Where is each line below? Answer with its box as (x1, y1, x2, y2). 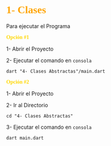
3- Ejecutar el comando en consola (6, 123, 92, 131)
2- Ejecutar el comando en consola (6, 57, 92, 64)
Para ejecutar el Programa (6, 22, 70, 30)
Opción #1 (6, 34, 30, 41)
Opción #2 (6, 79, 30, 85)
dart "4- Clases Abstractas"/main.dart (6, 68, 106, 74)
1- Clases (6, 4, 47, 16)
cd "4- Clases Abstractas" (6, 113, 73, 119)
